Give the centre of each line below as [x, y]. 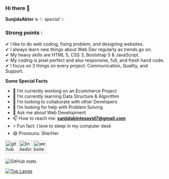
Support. [15, 71]
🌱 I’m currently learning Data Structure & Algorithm [66, 96]
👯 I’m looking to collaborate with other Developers [65, 101]
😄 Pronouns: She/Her [36, 133]
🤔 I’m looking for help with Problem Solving [58, 107]
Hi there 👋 [18, 8]
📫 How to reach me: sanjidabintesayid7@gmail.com [69, 118]
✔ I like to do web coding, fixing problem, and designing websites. [75, 44]
